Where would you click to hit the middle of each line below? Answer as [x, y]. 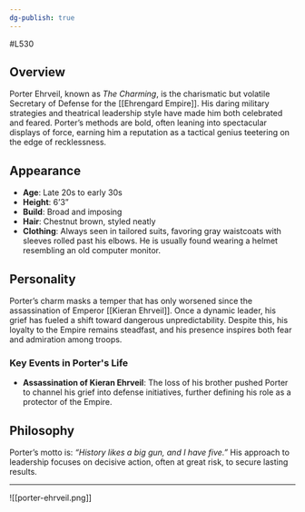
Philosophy [42, 431]
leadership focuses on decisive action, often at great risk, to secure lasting [149, 462]
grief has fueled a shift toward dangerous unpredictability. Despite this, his [149, 320]
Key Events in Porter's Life [69, 362]
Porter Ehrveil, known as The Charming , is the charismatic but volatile [140, 94]
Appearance [45, 170]
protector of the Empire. [67, 402]
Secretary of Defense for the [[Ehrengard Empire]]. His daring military [139, 103]
